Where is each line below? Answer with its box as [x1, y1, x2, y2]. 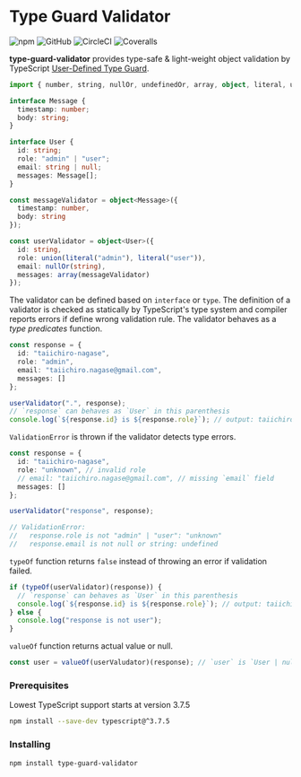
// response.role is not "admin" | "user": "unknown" [9, 531, 222, 540]
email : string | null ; [17, 162, 102, 171]
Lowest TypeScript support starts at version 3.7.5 [9, 700, 191, 711]
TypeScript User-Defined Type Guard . [9, 63, 150, 74]
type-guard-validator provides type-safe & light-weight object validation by [9, 53, 291, 64]
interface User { [9, 137, 74, 147]
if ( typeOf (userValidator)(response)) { [9, 582, 163, 591]
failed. [9, 565, 33, 576]
